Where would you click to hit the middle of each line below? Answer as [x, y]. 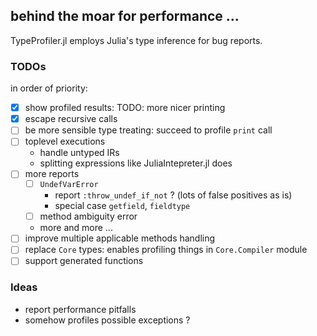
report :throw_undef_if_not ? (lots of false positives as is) [173, 195]
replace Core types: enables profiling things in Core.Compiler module [166, 250]
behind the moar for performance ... [125, 16]
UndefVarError [69, 185]
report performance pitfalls [80, 309]
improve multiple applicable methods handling [120, 238]
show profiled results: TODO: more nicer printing [125, 108]
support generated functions [84, 261]
